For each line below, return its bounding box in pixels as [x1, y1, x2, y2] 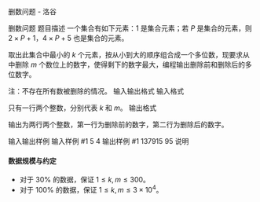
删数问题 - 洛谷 [8, 7, 57, 16]
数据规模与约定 [8, 156, 57, 165]
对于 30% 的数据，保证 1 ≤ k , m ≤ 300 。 [19, 175, 151, 185]
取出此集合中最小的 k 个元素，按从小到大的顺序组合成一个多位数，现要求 [8, 50, 244, 59]
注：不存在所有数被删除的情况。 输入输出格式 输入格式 [8, 86, 185, 96]
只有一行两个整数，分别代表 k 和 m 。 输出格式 [8, 103, 157, 112]
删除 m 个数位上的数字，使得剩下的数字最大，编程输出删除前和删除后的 [14, 60, 246, 69]
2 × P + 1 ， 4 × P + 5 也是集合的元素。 [8, 34, 129, 42]
